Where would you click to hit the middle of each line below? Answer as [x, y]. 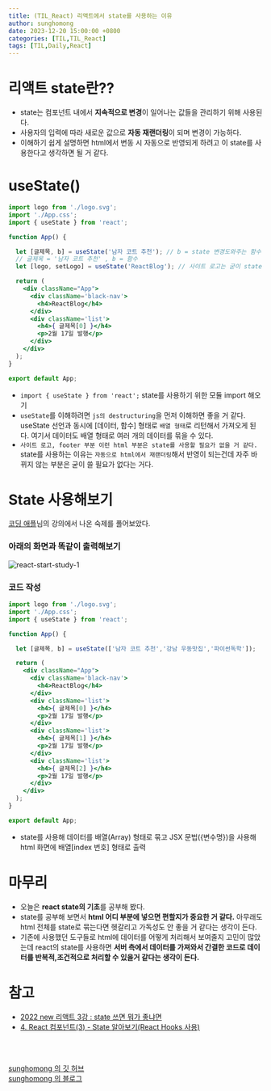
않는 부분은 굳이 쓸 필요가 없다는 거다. [94, 464]
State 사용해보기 [61, 500]
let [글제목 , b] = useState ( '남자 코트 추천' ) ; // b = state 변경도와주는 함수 [139, 251]
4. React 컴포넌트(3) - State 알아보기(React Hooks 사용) [110, 1026]
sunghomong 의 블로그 [46, 1078]
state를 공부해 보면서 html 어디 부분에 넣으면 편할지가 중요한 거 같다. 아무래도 [141, 916]
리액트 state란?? [61, 88]
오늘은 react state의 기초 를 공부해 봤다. [82, 907]
